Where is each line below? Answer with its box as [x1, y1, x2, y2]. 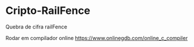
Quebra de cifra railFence [5, 23, 68, 30]
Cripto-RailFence [5, 4, 91, 17]
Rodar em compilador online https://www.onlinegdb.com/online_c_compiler [5, 34, 188, 41]
